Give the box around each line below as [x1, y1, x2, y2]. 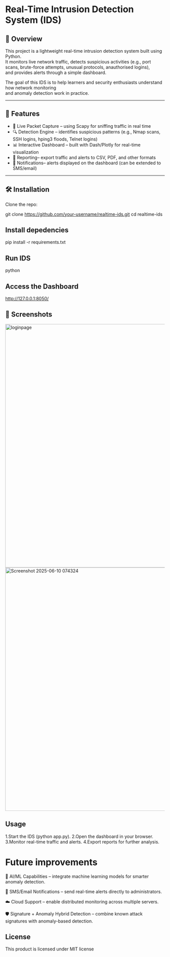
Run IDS [5, 254, 31, 262]
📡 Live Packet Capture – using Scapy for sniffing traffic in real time [12, 123, 151, 129]
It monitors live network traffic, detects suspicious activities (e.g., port [5, 59, 151, 64]
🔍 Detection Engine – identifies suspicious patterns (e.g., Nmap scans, [12, 128, 161, 135]
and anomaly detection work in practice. [5, 90, 90, 96]
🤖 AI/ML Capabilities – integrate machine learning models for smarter [5, 873, 149, 879]
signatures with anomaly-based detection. [5, 918, 94, 924]
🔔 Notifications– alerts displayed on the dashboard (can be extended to [12, 160, 161, 166]
